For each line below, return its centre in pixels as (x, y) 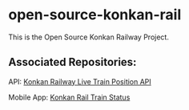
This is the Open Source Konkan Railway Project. (89, 37)
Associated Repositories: (72, 62)
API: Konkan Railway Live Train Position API (80, 81)
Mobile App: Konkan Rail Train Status (69, 97)
